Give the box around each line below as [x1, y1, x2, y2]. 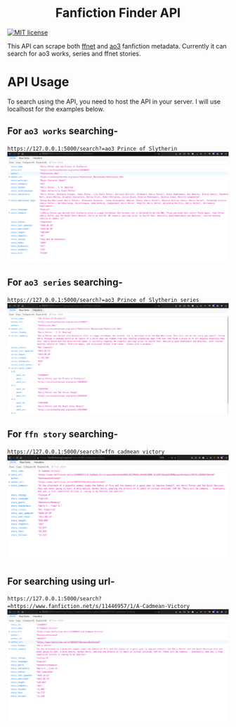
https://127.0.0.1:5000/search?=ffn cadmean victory [7, 448, 165, 455]
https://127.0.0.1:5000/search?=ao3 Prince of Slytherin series [7, 296, 199, 303]
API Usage [7, 74, 70, 90]
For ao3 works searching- [7, 125, 118, 137]
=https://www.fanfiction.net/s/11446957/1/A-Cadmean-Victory [7, 603, 190, 610]
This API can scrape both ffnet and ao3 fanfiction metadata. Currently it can [7, 42, 227, 50]
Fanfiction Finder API [55, 5, 181, 21]
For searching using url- [7, 575, 115, 587]
